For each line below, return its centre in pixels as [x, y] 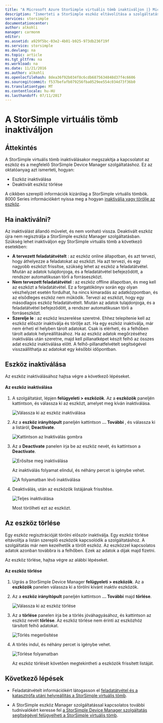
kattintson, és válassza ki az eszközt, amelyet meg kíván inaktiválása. [81, 403]
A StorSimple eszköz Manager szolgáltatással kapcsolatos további [78, 705]
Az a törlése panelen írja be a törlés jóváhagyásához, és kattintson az [82, 615]
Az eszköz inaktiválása [29, 387]
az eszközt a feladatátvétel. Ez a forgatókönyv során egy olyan [75, 287]
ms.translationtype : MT [29, 86]
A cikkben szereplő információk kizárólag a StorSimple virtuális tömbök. [77, 194]
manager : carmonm [23, 32]
